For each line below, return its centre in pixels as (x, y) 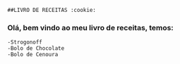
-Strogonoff (25, 42)
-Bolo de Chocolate (36, 49)
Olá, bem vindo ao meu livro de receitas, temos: (91, 27)
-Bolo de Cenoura (33, 55)
